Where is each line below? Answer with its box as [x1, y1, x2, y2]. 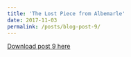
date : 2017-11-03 [7, 17, 58, 24]
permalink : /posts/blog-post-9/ [7, 23, 101, 30]
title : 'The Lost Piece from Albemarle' [7, 10, 126, 17]
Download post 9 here [7, 42, 71, 51]
